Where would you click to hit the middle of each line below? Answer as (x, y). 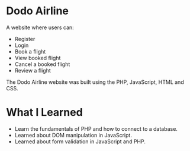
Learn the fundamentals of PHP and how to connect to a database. (96, 128)
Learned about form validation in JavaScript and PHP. (80, 141)
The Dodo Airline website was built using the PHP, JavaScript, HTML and (95, 82)
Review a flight (33, 70)
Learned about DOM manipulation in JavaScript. (73, 135)
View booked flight (38, 58)
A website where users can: (40, 27)
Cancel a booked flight (42, 64)
